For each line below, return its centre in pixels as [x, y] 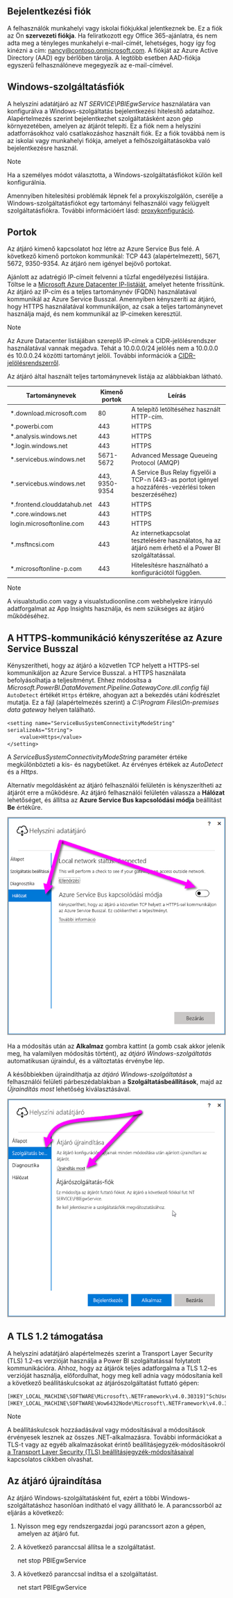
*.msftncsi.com [32, 544]
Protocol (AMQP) [156, 463]
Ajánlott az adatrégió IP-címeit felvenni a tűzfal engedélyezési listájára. [108, 277]
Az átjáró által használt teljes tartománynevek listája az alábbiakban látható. [115, 376]
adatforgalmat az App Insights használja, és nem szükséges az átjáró [106, 609]
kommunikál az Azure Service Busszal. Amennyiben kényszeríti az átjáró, [112, 299]
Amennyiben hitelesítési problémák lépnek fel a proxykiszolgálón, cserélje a [115, 195]
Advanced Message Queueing [174, 456]
